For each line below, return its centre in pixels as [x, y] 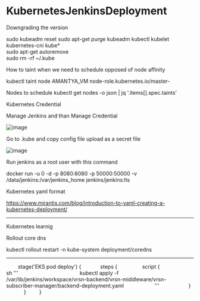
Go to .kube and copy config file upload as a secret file [74, 139]
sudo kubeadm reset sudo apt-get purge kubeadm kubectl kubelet [88, 39]
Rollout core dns [26, 238]
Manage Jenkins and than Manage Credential [62, 116]
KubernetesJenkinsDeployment [87, 11]
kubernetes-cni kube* [33, 45]
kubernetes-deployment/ [37, 209]
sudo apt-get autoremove [37, 51]
